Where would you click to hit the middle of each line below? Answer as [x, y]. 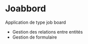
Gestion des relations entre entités [47, 32]
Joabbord [26, 9]
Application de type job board [36, 22]
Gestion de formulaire [35, 37]
